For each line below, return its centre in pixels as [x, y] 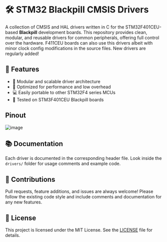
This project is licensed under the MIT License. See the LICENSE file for [79, 230]
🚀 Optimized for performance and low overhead [61, 87]
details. [13, 235]
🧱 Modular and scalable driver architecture [56, 81]
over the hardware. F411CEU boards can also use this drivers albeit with [79, 43]
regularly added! [22, 54]
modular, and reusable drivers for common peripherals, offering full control [82, 38]
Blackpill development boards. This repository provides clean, [83, 32]
